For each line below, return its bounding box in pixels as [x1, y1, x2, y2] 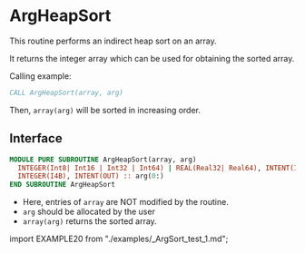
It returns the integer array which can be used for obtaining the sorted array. [9, 53, 295, 63]
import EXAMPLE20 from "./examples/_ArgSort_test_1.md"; [9, 233, 229, 245]
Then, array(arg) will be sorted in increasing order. [9, 104, 202, 115]
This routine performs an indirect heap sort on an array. [9, 35, 217, 46]
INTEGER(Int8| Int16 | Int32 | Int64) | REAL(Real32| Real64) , [17, 163, 261, 172]
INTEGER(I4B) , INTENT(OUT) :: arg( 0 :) [17, 171, 165, 181]
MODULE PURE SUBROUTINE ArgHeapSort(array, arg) [9, 155, 197, 164]
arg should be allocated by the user [22, 206, 156, 218]
